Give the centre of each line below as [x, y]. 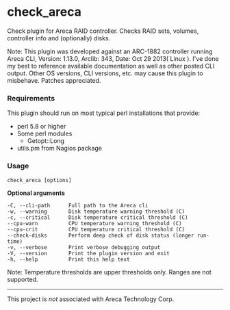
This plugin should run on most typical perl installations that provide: [104, 113]
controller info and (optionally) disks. [59, 38]
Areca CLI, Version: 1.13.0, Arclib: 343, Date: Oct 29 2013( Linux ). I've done [113, 58]
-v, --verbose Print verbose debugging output [84, 247]
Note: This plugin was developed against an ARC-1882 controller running [110, 51]
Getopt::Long [46, 141]
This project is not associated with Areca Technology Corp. [91, 299]
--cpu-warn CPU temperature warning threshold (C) [95, 223]
